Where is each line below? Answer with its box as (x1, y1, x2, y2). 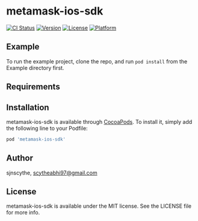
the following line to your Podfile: (6, 124, 88, 132)
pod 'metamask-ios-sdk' (6, 136, 66, 143)
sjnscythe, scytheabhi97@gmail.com (6, 169, 97, 176)
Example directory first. (6, 64, 64, 71)
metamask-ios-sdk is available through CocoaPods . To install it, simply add (6, 118, 193, 125)
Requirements (6, 82, 60, 92)
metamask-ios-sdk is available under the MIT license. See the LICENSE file (6, 202, 191, 210)
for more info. (6, 209, 40, 216)
